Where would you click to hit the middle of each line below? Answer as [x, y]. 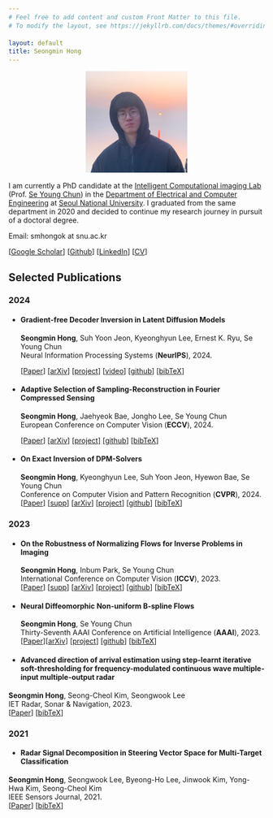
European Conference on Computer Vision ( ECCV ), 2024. [117, 424]
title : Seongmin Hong [45, 52]
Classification [44, 762]
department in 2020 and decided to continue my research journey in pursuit [135, 212]
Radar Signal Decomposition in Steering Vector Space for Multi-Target [141, 753]
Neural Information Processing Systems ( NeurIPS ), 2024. [116, 355]
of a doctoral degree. [44, 220]
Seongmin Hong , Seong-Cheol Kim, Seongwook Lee [97, 695]
